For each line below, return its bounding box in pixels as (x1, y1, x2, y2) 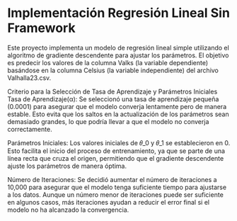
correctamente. (7, 125, 52, 133)
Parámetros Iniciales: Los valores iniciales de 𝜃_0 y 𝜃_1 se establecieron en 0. (7, 138, 231, 147)
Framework (7, 20, 76, 36)
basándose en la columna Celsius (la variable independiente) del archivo (7, 66, 219, 74)
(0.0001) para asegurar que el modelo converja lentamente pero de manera (7, 102, 227, 110)
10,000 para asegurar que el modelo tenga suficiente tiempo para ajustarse (7, 183, 227, 191)
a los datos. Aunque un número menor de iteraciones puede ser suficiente (7, 190, 224, 199)
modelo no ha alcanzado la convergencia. (7, 205, 129, 214)
